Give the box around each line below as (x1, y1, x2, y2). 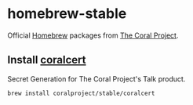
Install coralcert (7, 53, 86, 67)
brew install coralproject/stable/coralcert (7, 89, 155, 97)
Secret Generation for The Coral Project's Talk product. (7, 74, 186, 83)
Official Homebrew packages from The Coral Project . (7, 31, 179, 40)
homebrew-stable (7, 5, 127, 23)
